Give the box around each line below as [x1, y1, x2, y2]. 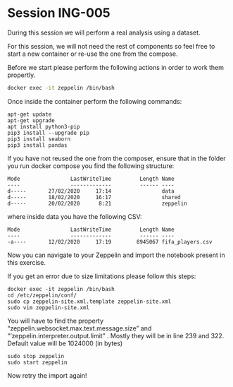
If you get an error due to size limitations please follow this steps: [7, 272, 196, 280]
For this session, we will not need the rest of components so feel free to [7, 42, 215, 50]
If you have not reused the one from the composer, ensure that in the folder [7, 154, 227, 162]
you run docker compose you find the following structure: [7, 161, 175, 170]
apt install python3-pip [7, 123, 80, 130]
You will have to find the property [7, 316, 104, 325]
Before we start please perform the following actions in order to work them [7, 63, 224, 71]
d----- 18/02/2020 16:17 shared [7, 194, 181, 201]
